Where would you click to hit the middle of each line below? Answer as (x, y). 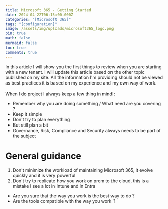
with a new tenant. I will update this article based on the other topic (75, 72)
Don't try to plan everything (41, 119)
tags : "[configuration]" (31, 24)
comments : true (21, 52)
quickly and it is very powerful (44, 176)
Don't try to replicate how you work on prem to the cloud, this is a (80, 181)
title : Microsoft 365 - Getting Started (48, 10)
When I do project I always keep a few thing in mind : (60, 94)
